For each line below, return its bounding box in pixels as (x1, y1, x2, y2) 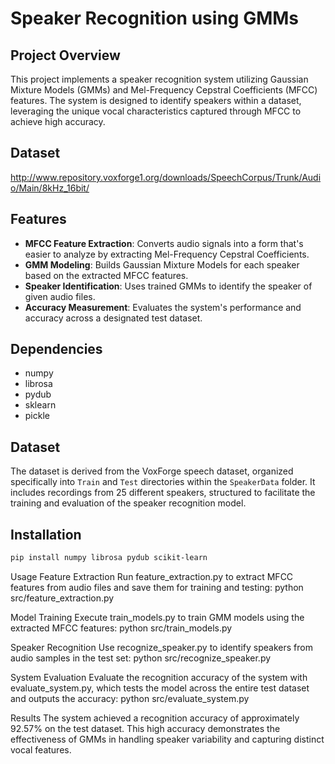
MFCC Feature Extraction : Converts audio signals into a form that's (24, 237, 304, 249)
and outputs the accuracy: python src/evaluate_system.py (10, 692, 250, 704)
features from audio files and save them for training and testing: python (10, 581, 304, 593)
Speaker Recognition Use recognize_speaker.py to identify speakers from (10, 641, 313, 653)
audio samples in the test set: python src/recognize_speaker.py (10, 652, 272, 664)
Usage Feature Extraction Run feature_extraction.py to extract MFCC (10, 570, 294, 582)
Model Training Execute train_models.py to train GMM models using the (10, 611, 305, 623)
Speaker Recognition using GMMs (10, 7, 300, 30)
